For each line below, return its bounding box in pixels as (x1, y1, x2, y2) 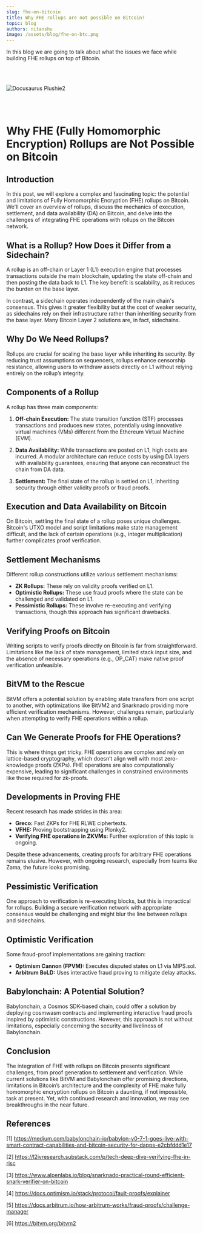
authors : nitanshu (6, 26, 53, 32)
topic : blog (6, 20, 36, 26)
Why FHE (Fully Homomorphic (6, 124, 161, 138)
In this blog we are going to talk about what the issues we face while (6, 48, 177, 55)
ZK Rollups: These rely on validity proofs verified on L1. (15, 582, 154, 590)
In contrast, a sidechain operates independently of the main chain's (6, 297, 175, 304)
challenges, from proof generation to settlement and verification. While (6, 1068, 184, 1076)
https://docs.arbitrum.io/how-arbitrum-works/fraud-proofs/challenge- (15, 1201, 190, 1209)
